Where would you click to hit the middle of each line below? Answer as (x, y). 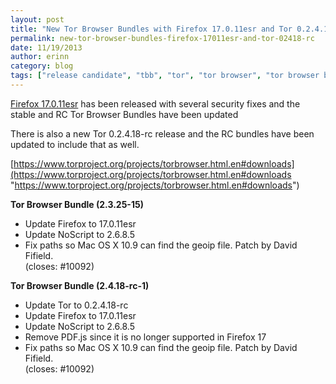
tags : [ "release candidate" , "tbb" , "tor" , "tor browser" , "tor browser (165, 76)
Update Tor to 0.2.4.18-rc (76, 305)
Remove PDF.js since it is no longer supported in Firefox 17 (145, 337)
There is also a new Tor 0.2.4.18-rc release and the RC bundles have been (162, 133)
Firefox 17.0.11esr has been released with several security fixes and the (155, 103)
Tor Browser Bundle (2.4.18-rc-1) (80, 285)
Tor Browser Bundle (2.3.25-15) (77, 204)
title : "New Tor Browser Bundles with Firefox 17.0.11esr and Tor (151, 29)
